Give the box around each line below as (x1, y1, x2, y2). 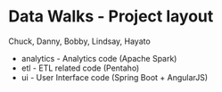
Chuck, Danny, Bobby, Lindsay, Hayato (8, 36, 151, 46)
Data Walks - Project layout (8, 6, 214, 27)
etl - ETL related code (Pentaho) (21, 63, 140, 73)
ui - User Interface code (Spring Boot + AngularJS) (21, 71, 209, 82)
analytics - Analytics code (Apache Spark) (21, 53, 177, 63)
